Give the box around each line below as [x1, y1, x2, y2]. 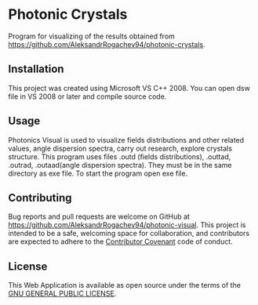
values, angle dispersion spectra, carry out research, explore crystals [8, 143, 233, 153]
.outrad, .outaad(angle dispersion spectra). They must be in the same [8, 160, 232, 169]
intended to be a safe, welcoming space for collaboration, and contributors [8, 229, 249, 238]
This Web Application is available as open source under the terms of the [8, 281, 242, 290]
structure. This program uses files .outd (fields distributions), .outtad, [8, 151, 231, 162]
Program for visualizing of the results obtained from [8, 31, 175, 41]
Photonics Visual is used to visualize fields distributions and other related [8, 135, 245, 144]
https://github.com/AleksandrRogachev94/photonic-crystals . [8, 39, 205, 49]
